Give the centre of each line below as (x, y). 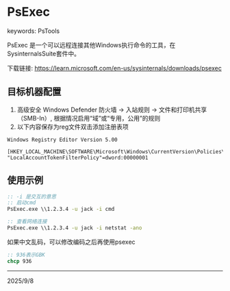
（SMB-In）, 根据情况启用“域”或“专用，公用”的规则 (89, 118)
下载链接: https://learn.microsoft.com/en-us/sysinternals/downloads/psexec (115, 68)
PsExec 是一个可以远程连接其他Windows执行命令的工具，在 (91, 45)
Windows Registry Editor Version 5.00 (62, 140)
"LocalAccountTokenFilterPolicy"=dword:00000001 (78, 157)
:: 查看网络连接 (27, 222)
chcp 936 (20, 261)
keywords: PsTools (34, 31)
